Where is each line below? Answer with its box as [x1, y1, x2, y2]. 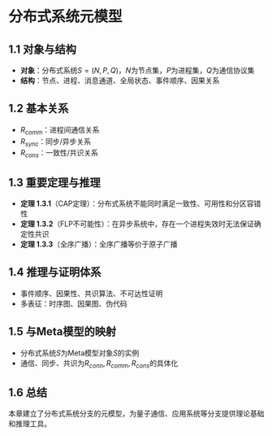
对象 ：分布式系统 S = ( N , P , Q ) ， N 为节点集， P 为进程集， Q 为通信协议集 [19, 66, 255, 75]
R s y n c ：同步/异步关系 [19, 136, 92, 148]
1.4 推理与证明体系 [8, 265, 101, 279]
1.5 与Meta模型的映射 [8, 325, 117, 338]
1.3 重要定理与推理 [8, 176, 101, 190]
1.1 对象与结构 [8, 42, 77, 56]
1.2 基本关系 [8, 102, 69, 116]
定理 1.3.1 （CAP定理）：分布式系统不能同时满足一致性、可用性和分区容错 [19, 198, 261, 208]
